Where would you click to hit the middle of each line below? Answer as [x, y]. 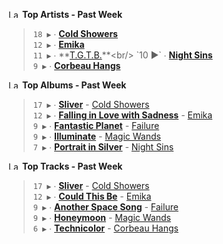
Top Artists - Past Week [72, 14]
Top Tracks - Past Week [72, 166]
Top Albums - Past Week [74, 85]
